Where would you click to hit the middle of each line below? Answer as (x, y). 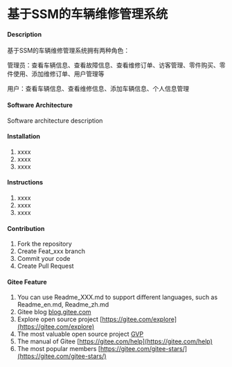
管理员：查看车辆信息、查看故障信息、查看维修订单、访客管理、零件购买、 (113, 65)
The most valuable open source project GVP (80, 334)
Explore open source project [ (60, 319)
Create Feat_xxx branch (51, 251)
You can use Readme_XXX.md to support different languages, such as (117, 297)
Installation (24, 137)
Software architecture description (55, 120)
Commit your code (44, 259)
